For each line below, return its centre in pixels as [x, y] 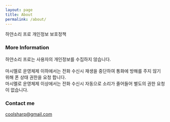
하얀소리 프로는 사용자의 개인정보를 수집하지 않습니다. [58, 59]
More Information [27, 47]
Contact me [20, 103]
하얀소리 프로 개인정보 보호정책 [36, 34]
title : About [19, 15]
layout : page [19, 10]
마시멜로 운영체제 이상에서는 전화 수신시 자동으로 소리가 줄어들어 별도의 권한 [80, 83]
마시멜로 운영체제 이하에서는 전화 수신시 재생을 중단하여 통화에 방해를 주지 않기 [83, 71]
